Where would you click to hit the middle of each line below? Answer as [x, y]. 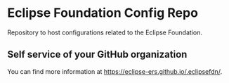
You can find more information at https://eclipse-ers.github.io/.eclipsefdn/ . [115, 71]
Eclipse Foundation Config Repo [103, 13]
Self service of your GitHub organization [97, 55]
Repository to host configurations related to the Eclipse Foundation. [105, 32]
